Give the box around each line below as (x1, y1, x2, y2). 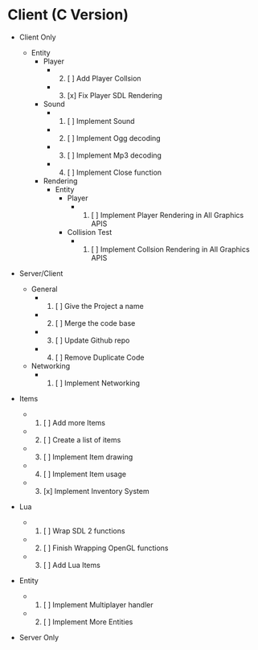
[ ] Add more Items (43, 418, 106, 427)
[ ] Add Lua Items (43, 560, 101, 570)
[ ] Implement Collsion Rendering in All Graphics (91, 244, 250, 254)
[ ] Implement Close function (67, 167, 162, 177)
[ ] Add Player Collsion (67, 73, 141, 83)
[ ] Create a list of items (43, 434, 121, 444)
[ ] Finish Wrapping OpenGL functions (43, 543, 169, 553)
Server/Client (18, 268, 63, 278)
